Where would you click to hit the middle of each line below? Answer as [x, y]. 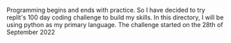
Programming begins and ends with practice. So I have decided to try [106, 10]
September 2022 [31, 32]
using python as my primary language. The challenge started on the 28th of [115, 25]
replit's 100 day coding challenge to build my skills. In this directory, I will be [115, 17]
